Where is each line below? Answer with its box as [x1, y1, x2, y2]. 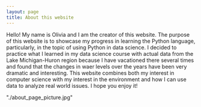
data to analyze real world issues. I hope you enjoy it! [6, 82, 138, 89]
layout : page [6, 8, 39, 15]
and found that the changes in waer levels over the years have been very [6, 63, 187, 70]
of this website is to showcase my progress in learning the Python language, [6, 37, 196, 44]
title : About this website [6, 14, 74, 20]
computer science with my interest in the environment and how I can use [6, 76, 187, 83]
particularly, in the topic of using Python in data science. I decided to [6, 43, 177, 51]
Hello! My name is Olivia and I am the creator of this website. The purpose [6, 31, 190, 38]
